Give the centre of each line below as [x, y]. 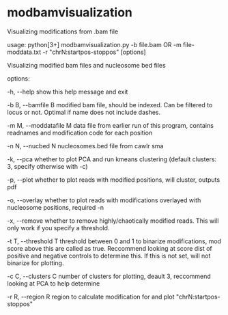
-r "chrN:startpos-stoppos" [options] [94, 52]
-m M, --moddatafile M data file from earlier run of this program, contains [110, 125]
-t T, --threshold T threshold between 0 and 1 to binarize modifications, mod [114, 241]
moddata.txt [24, 52]
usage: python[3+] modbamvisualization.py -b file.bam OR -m [95, 44]
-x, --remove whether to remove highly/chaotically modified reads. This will [113, 221]
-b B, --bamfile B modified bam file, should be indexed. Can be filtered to [110, 105]
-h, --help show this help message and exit [68, 92]
